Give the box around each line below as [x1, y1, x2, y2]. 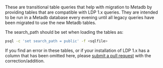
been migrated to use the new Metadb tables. [5, 20, 96, 25]
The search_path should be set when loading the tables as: [5, 29, 124, 35]
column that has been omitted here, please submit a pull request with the [5, 52, 151, 58]
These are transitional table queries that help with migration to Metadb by [5, 4, 152, 10]
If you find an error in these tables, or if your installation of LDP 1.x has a [5, 47, 150, 53]
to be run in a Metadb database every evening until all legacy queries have [5, 15, 154, 20]
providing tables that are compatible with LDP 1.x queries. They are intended [5, 9, 158, 15]
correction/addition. [5, 58, 45, 64]
